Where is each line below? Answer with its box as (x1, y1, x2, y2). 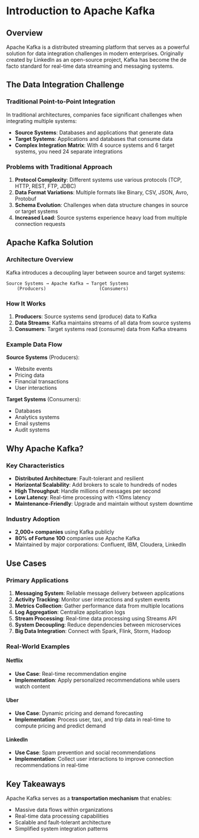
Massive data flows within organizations (14, 807, 113, 814)
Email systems (14, 420, 50, 427)
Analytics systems (14, 414, 60, 421)
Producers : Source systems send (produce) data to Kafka (14, 313, 157, 320)
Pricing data (14, 371, 45, 379)
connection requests (14, 220, 65, 227)
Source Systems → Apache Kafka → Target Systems (6, 281, 129, 286)
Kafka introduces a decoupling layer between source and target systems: (6, 269, 186, 276)
